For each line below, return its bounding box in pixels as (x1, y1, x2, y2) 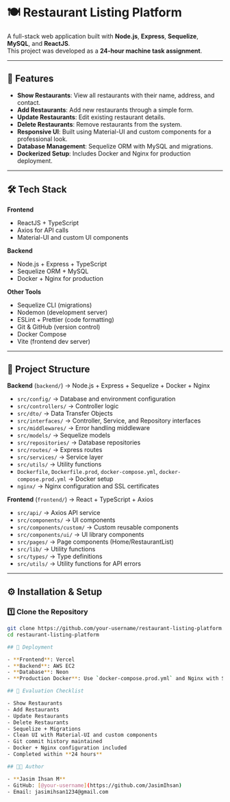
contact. (16, 98, 41, 106)
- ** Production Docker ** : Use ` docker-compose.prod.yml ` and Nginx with (7, 675, 219, 682)
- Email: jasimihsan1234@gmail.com (7, 788, 109, 795)
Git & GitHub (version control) (16, 323, 101, 331)
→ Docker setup (68, 475, 114, 483)
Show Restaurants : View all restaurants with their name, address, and (16, 91, 215, 99)
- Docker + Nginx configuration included (7, 744, 127, 751)
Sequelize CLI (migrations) (16, 301, 92, 309)
